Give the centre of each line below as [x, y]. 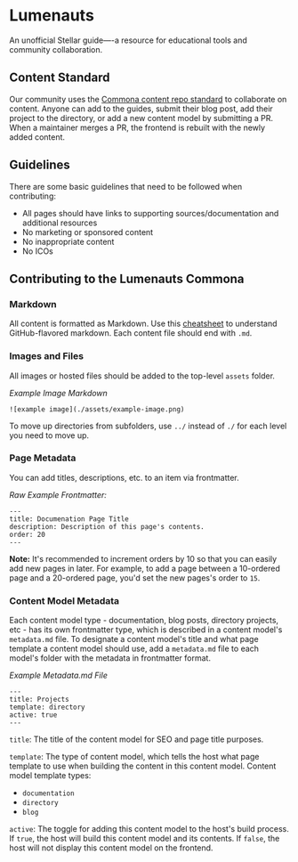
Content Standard [60, 78]
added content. [37, 137]
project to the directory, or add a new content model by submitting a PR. [141, 118]
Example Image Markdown [59, 393]
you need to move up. [49, 435]
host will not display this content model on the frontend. [111, 848]
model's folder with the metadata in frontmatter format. [110, 658]
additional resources [60, 223]
